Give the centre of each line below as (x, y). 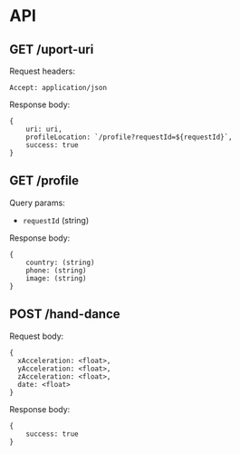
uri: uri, (44, 129)
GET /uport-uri (52, 49)
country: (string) (60, 262)
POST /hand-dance (65, 314)
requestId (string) (56, 220)
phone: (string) (57, 270)
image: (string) (57, 278)
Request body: (37, 336)
